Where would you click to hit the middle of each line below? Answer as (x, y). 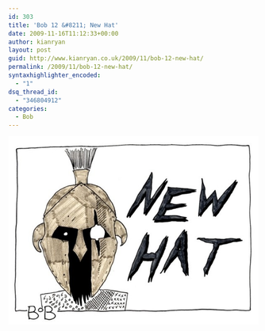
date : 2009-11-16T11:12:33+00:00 (63, 33)
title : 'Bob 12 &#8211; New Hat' (63, 25)
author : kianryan (37, 42)
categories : (28, 108)
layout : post (30, 50)
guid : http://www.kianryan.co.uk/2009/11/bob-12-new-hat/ (106, 59)
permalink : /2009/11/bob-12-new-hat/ (71, 67)
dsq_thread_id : (33, 92)
